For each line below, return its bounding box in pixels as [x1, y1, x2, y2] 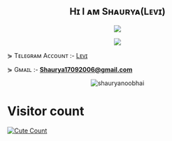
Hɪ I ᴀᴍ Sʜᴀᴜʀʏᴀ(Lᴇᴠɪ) [69, 6, 166, 17]
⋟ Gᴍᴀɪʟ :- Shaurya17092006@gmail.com [7, 65, 133, 73]
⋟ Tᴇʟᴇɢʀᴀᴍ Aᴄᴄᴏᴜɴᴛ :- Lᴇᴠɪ [7, 51, 88, 59]
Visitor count [7, 103, 85, 119]
